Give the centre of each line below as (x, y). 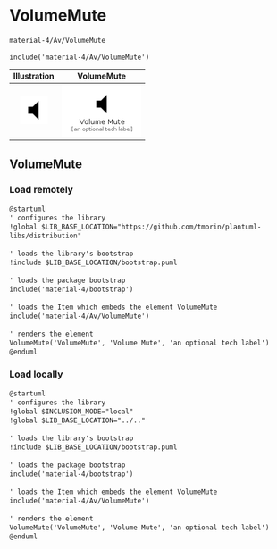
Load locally (36, 374)
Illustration (34, 76)
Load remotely (42, 189)
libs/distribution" (46, 236)
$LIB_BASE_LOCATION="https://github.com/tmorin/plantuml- (151, 227)
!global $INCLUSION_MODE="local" (71, 412)
